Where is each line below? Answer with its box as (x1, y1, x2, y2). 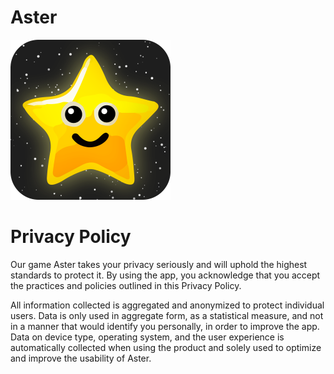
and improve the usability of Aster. (10, 352, 152, 364)
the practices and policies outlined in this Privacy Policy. (10, 279, 242, 291)
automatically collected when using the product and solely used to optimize (10, 341, 322, 353)
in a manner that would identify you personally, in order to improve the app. (10, 320, 320, 332)
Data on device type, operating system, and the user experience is (10, 331, 285, 343)
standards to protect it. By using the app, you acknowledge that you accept (10, 269, 321, 281)
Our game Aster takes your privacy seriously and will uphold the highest (10, 258, 308, 270)
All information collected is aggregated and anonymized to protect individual (10, 299, 325, 311)
